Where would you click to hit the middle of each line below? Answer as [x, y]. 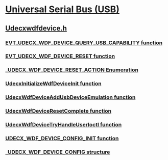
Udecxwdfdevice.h [36, 28]
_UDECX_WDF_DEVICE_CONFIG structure [58, 152]
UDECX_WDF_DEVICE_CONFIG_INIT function [62, 138]
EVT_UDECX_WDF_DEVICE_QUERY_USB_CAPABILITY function [84, 43]
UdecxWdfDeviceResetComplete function [58, 111]
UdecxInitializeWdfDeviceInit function [53, 84]
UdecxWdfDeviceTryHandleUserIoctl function [64, 125]
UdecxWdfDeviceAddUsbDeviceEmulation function [70, 97]
